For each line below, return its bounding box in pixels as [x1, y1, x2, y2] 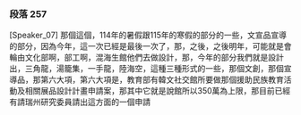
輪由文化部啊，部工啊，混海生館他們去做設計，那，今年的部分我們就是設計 [9, 52, 284, 63]
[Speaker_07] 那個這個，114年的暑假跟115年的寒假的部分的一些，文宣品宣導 [9, 29, 288, 41]
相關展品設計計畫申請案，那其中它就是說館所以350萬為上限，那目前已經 [24, 86, 291, 96]
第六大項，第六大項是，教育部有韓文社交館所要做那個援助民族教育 [39, 74, 284, 86]
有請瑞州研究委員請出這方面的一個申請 [9, 96, 150, 108]
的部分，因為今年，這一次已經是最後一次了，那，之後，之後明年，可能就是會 [9, 41, 292, 52]
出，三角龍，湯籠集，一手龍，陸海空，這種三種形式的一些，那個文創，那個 [9, 63, 284, 74]
